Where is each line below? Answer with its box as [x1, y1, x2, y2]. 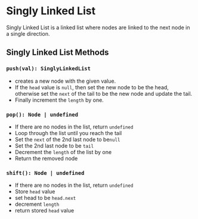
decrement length [14, 201, 60, 208]
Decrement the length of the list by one [14, 148, 112, 155]
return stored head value [14, 207, 75, 214]
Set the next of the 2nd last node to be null [14, 136, 120, 143]
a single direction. [6, 30, 50, 37]
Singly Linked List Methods [6, 48, 109, 58]
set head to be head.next [14, 195, 76, 202]
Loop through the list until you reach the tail [14, 129, 122, 136]
